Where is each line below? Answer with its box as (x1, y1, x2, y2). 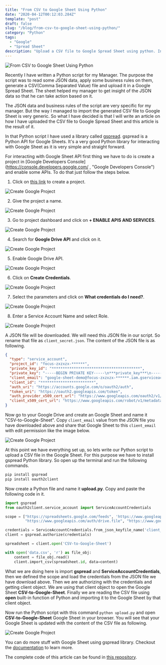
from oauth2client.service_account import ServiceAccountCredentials (5, 505, 152, 510)
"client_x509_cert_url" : (9, 398, 61, 404)
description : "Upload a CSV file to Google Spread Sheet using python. (5, 49, 156, 53)
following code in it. (5, 491, 45, 497)
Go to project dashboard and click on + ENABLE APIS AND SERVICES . (12, 217, 156, 223)
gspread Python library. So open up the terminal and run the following (5, 458, 147, 463)
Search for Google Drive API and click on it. (12, 236, 102, 242)
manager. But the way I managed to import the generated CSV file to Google (5, 107, 161, 114)
